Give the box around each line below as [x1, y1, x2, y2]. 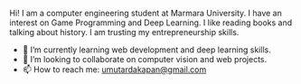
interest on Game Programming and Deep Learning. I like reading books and [9, 17, 293, 28]
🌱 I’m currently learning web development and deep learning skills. [22, 44, 271, 55]
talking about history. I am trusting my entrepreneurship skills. [9, 27, 240, 37]
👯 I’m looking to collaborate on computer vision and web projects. [22, 54, 268, 64]
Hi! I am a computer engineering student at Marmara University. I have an [9, 8, 283, 18]
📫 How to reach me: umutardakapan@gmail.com [22, 64, 207, 75]
